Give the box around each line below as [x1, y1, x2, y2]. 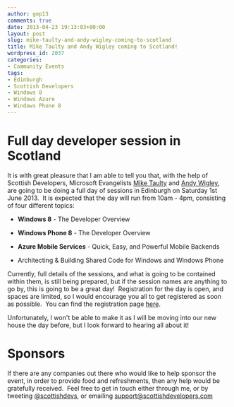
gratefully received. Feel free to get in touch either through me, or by [7, 384, 209, 392]
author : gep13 [7, 10, 49, 18]
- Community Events [7, 63, 65, 70]
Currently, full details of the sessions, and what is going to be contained [7, 269, 216, 278]
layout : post [7, 30, 46, 37]
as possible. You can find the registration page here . [7, 300, 161, 308]
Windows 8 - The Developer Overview [17, 215, 130, 223]
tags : [7, 69, 23, 76]
